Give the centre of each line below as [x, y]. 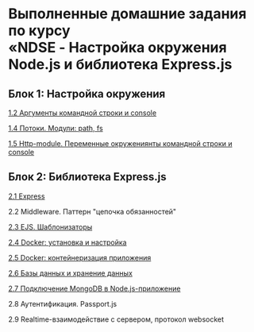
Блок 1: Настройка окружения [87, 93]
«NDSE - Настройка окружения [118, 48]
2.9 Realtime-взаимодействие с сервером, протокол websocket [116, 319]
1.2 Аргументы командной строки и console [83, 113]
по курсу [39, 31]
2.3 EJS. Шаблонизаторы [50, 226]
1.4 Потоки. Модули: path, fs [56, 128]
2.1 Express [27, 196]
